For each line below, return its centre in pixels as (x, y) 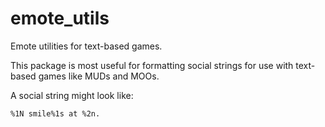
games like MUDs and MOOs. (99, 76)
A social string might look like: (72, 95)
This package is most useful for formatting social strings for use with (152, 65)
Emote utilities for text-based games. (86, 46)
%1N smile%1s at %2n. (55, 113)
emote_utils (60, 18)
